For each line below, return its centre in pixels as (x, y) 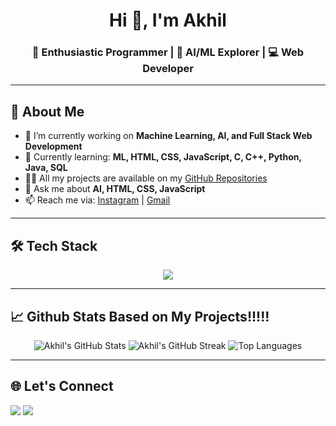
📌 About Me (47, 111)
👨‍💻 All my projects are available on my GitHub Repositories (146, 178)
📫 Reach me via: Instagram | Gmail (97, 200)
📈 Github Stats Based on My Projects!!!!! (140, 316)
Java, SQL (46, 168)
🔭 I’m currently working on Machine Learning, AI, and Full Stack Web (168, 136)
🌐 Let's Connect (62, 386)
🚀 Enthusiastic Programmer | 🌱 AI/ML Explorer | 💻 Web (168, 52)
